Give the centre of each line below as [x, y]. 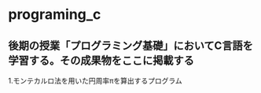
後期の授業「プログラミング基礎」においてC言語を [130, 45]
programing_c [55, 15]
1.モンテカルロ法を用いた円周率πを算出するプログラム [95, 81]
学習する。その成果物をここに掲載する [101, 60]
